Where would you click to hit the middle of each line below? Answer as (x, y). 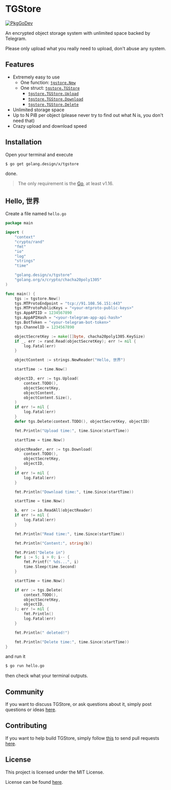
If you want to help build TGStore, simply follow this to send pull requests (82, 738)
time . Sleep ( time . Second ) (50, 567)
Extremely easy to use (36, 77)
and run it (15, 657)
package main (19, 223)
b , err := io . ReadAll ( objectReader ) (54, 510)
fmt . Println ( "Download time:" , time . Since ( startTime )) (74, 492)
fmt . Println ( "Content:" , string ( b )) (54, 543)
